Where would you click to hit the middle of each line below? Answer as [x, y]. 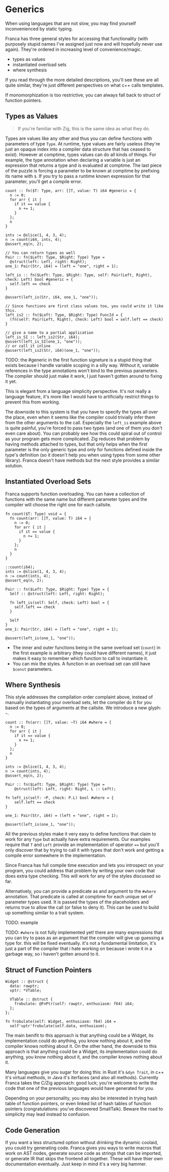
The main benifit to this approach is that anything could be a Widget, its [79, 1036]
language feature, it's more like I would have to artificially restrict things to [82, 396]
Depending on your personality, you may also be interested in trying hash [81, 1098]
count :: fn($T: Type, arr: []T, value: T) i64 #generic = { [71, 191]
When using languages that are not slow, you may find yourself [71, 23]
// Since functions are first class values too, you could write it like [84, 306]
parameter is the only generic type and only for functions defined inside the [84, 449]
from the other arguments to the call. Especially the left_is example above [83, 422]
